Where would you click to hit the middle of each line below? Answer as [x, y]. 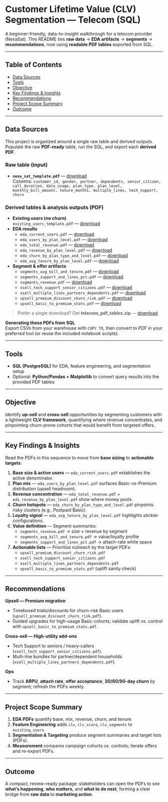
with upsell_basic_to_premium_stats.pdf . [55, 627]
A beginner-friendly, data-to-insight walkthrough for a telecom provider [79, 34]
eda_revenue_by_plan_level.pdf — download [66, 250]
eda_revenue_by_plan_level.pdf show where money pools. [73, 499]
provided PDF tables [33, 382]
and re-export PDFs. [33, 751]
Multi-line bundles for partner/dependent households [67, 657]
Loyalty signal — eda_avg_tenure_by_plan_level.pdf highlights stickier [85, 515]
